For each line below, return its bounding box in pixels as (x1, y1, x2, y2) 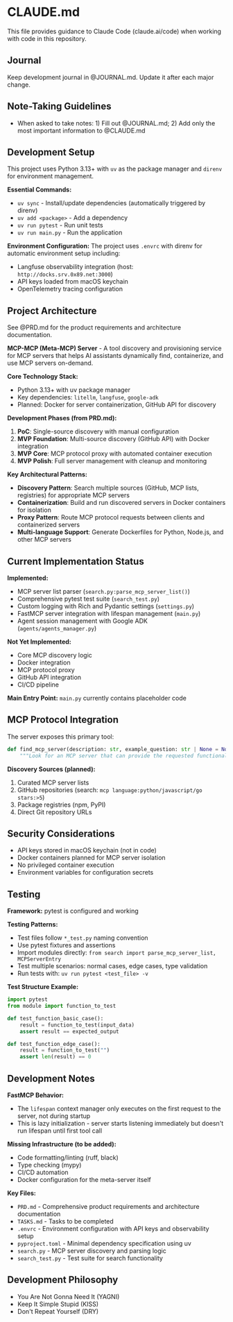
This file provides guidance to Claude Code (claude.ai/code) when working (7, 27, 222, 35)
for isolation (17, 506, 52, 514)
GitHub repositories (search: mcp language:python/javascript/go (17, 785, 202, 794)
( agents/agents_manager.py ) (17, 624, 97, 632)
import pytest (7, 996, 49, 1003)
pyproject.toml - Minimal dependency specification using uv (17, 1239, 192, 1247)
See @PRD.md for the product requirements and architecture (7, 323, 182, 332)
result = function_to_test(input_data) (19, 1021, 135, 1029)
